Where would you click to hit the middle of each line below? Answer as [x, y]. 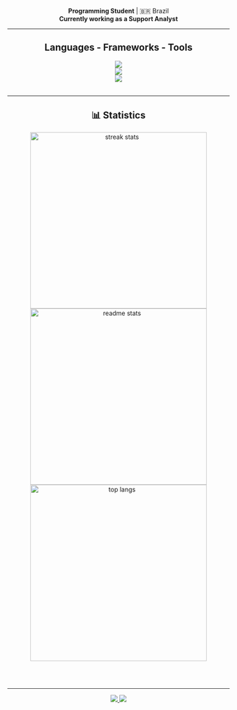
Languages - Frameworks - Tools [119, 48]
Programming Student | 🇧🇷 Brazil [119, 11]
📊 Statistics [119, 115]
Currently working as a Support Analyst [119, 19]
